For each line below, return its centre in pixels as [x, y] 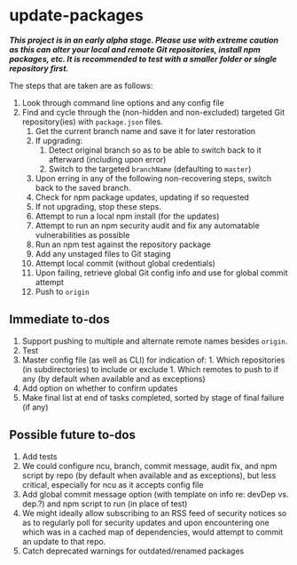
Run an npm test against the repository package [123, 244]
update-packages [76, 16]
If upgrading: [59, 140]
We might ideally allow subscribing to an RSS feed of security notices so [154, 513]
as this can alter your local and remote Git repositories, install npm [135, 49]
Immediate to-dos [59, 319]
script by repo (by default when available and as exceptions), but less [149, 475]
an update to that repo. [64, 541]
